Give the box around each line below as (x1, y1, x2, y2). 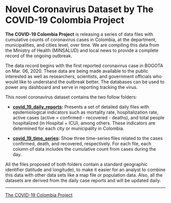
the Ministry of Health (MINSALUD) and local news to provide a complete (5, 47, 159, 53)
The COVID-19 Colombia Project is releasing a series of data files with (5, 31, 154, 37)
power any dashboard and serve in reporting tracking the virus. (5, 84, 138, 90)
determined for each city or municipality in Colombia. (12, 125, 125, 131)
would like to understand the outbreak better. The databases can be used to (5, 79, 164, 85)
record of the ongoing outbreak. (5, 52, 73, 59)
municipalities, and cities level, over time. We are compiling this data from (5, 42, 159, 48)
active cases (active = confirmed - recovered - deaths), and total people (12, 114, 164, 120)
